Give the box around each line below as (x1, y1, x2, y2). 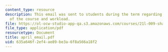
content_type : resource (5, 7, 55, 12)
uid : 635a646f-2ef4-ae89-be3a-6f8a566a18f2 (5, 40, 97, 45)
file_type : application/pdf (5, 26, 64, 31)
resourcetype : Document (5, 30, 55, 35)
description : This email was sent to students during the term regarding (5, 12, 162, 17)
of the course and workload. (9, 16, 70, 21)
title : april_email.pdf (5, 35, 55, 40)
